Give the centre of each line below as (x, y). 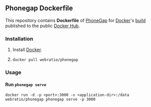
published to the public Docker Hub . (43, 26)
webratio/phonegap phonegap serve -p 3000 (50, 99)
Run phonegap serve (26, 84)
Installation (19, 39)
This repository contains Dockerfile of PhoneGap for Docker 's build (75, 20)
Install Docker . (27, 50)
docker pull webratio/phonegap (45, 60)
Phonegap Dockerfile (39, 8)
